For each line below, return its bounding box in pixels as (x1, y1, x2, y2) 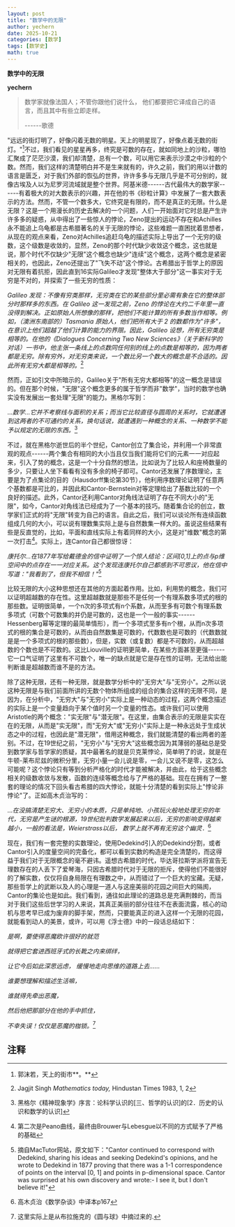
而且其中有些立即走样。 (36, 106, 105, 115)
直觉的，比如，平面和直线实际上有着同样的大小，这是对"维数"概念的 (25, 528, 221, 536)
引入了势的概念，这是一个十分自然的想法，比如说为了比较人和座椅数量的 (19, 458, 227, 466)
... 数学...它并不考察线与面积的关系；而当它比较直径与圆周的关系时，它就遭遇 (7, 408, 226, 416)
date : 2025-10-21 (7, 29, 58, 37)
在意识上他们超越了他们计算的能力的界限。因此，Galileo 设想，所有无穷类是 (7, 325, 225, 334)
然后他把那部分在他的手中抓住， (7, 1006, 99, 1015)
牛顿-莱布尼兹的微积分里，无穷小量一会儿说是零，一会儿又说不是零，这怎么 (7, 756, 225, 765)
